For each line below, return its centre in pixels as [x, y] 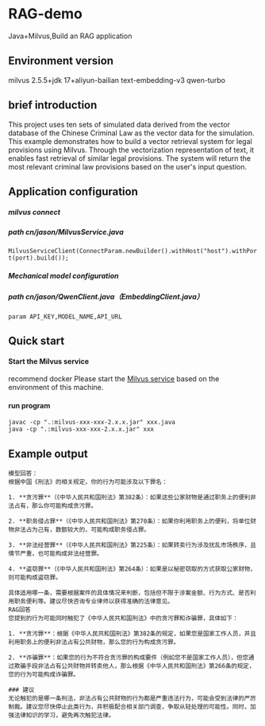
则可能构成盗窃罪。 [35, 578]
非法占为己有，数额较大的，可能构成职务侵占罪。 [82, 530]
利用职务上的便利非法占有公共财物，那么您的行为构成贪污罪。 [94, 642]
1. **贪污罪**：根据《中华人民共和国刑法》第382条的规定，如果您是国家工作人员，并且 [132, 634]
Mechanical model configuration [63, 275]
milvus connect [35, 212]
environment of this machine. [56, 388]
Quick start [36, 341]
